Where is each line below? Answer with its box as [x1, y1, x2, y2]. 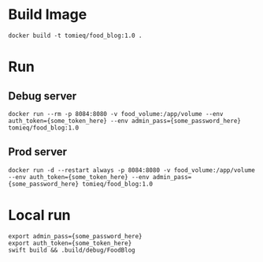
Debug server [8, 89, 77, 103]
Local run [8, 206, 71, 224]
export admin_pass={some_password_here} [8, 232, 143, 240]
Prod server [8, 145, 68, 159]
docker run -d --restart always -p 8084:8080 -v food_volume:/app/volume [8, 166, 256, 174]
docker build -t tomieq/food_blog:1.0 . [8, 32, 143, 39]
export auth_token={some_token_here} [8, 239, 132, 247]
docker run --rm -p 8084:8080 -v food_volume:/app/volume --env [8, 110, 224, 118]
